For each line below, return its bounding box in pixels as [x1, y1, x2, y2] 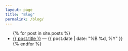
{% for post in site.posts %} [12, 30, 71, 36]
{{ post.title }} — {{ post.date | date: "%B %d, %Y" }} [12, 35, 123, 41]
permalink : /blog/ [5, 16, 44, 21]
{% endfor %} [12, 41, 42, 47]
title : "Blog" [5, 12, 35, 17]
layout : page [5, 7, 33, 12]
